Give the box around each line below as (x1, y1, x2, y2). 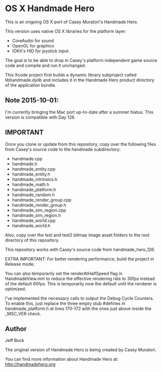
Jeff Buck (5, 338, 25, 343)
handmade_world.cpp (12, 217, 56, 223)
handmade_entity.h (12, 171, 50, 177)
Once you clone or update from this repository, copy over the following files (5, 141, 156, 147)
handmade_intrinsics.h (12, 176, 58, 182)
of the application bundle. (5, 82, 57, 88)
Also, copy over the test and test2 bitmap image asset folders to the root (5, 232, 150, 238)
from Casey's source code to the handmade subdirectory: (5, 146, 121, 152)
